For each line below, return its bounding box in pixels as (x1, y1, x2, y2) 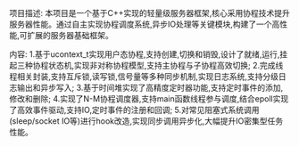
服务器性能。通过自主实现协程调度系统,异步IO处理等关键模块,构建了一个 (9, 19, 272, 29)
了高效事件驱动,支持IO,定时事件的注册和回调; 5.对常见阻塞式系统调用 (9, 105, 261, 115)
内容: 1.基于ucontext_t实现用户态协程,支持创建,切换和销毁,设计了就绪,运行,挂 (9, 49, 288, 60)
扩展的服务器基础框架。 (27, 30, 114, 40)
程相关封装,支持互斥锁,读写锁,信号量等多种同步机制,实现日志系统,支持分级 (9, 71, 279, 82)
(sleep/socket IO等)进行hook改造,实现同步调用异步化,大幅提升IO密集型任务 (9, 116, 284, 126)
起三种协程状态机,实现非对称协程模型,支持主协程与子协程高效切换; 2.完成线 (9, 61, 284, 70)
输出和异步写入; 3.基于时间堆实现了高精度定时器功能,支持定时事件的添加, (16, 83, 284, 93)
